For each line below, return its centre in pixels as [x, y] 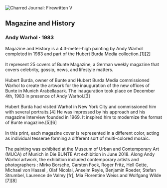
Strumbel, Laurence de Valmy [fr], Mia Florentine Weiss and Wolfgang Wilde [83, 175]
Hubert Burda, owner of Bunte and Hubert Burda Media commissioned [77, 80]
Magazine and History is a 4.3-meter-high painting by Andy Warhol [74, 48]
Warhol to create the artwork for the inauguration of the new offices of [78, 85]
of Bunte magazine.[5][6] [31, 122]
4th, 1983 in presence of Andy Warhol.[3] [48, 96]
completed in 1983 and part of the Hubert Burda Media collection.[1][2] [78, 54]
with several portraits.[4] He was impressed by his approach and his [75, 112]
